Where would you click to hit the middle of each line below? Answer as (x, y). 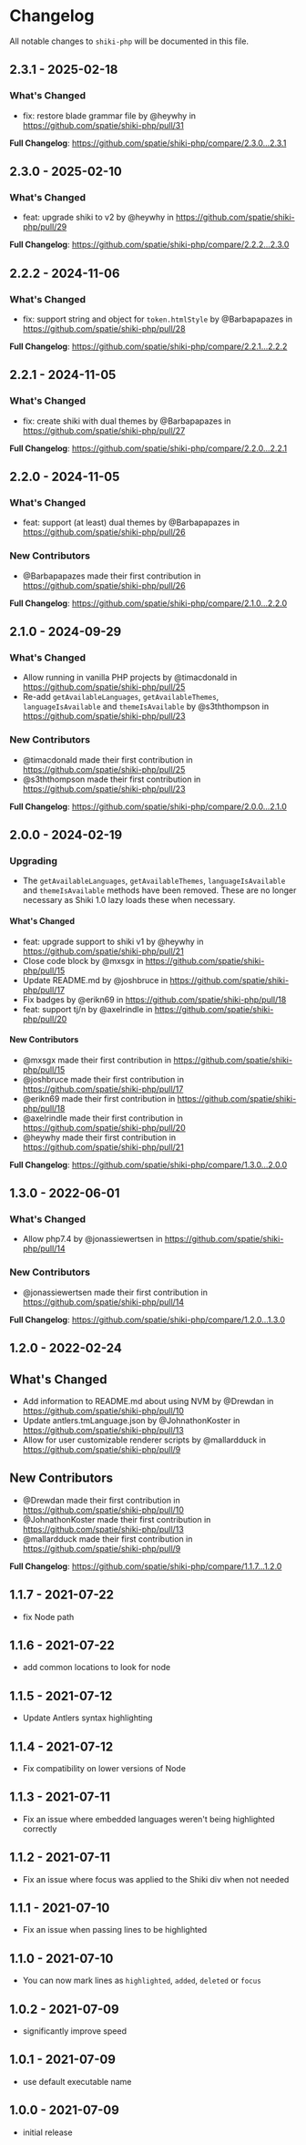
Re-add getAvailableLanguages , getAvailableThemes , (121, 697)
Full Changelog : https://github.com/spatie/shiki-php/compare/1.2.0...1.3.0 (147, 1319)
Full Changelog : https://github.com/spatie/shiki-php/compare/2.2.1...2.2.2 (148, 346)
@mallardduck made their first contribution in (107, 1539)
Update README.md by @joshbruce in (95, 980)
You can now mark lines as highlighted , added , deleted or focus (142, 1981)
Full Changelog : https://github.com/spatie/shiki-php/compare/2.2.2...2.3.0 (149, 245)
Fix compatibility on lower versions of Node (104, 1768)
